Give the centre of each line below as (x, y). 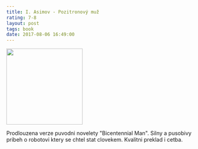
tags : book (20, 29)
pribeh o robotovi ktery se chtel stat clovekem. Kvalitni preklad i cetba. (94, 140)
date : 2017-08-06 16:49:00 (41, 35)
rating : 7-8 (21, 18)
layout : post (23, 23)
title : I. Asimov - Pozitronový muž (53, 12)
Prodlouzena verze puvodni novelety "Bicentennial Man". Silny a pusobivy (99, 133)
